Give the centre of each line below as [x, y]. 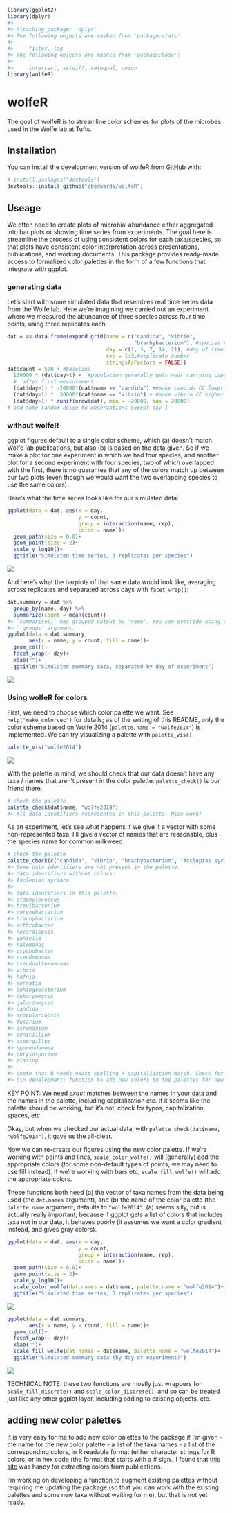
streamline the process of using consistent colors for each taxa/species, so [114, 239]
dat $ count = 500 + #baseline [49, 369]
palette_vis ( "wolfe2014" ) [44, 747]
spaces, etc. [25, 1115]
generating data [35, 286]
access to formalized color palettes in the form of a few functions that [106, 261]
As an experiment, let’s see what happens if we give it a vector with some [112, 827]
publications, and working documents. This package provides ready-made [113, 254]
